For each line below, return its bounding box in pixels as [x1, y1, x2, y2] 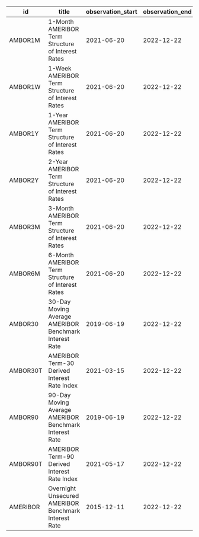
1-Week [48, 65, 72, 72]
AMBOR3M [9, 223, 40, 231]
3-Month [48, 204, 74, 212]
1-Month [48, 18, 74, 25]
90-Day [48, 391, 71, 399]
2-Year [48, 158, 69, 165]
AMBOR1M [9, 36, 40, 44]
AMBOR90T [9, 460, 43, 468]
